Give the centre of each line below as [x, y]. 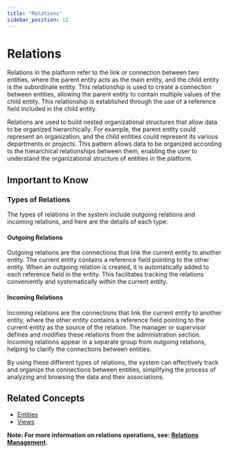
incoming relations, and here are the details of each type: [87, 222]
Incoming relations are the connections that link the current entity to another [114, 313]
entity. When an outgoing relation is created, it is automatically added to [108, 267]
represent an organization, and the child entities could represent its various [113, 137]
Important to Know [48, 180]
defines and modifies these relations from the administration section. [104, 334]
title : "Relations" [35, 13]
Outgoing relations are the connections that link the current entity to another [114, 253]
